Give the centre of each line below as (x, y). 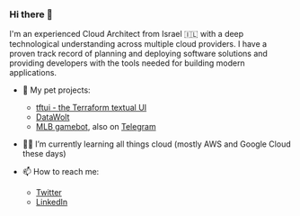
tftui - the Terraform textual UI (91, 108)
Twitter (49, 193)
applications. (33, 73)
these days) (44, 154)
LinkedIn (52, 202)
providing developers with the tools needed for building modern (127, 63)
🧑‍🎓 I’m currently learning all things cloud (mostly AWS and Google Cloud (156, 144)
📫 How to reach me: (61, 172)
